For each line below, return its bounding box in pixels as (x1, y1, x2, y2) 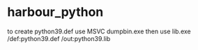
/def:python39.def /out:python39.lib (7, 34, 111, 42)
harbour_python (7, 4, 104, 20)
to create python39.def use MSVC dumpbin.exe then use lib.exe (7, 27, 191, 35)
